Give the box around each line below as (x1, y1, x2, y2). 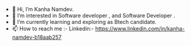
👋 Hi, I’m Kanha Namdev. (11, 6, 74, 13)
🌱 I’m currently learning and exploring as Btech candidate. (11, 19, 157, 25)
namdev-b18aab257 (11, 33, 62, 41)
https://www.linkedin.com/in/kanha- (95, 25, 186, 32)
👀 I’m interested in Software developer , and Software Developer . (11, 12, 175, 19)
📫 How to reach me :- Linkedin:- (11, 25, 94, 32)
